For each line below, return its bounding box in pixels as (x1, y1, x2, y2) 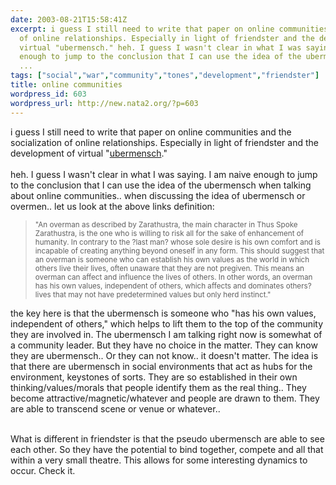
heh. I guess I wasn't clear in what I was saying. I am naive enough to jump (10, 168, 318, 180)
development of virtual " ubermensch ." (10, 147, 168, 159)
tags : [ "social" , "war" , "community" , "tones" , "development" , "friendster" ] (10, 71, 320, 81)
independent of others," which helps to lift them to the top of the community (10, 317, 324, 330)
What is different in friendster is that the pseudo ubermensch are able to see (10, 432, 325, 445)
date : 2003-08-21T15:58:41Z (10, 14, 128, 25)
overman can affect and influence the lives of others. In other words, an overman (34, 272, 313, 282)
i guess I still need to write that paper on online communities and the (10, 126, 292, 138)
